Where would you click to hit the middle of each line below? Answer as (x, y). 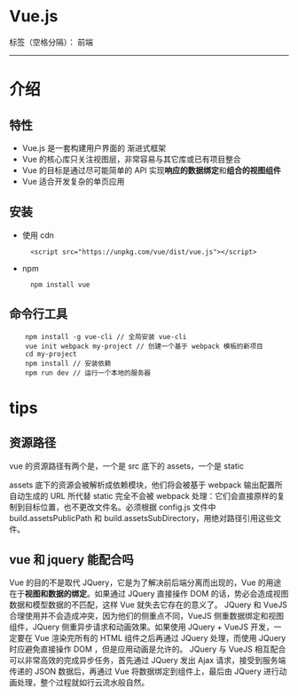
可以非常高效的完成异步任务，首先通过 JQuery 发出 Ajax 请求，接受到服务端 (148, 660)
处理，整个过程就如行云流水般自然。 (82, 683)
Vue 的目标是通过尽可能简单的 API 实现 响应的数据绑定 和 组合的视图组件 (152, 170)
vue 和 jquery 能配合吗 (72, 560)
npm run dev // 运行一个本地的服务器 (88, 373)
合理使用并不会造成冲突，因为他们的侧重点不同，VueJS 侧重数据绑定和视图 (147, 616)
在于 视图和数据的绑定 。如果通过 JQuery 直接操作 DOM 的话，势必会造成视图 (149, 594)
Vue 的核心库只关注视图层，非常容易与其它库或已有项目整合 (131, 159)
